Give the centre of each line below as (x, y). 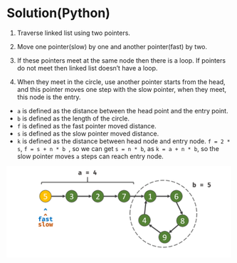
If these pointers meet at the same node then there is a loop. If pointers (121, 60)
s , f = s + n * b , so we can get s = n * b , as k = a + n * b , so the (118, 148)
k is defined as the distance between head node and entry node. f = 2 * (123, 141)
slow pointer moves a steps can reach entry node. (90, 156)
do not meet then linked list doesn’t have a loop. (87, 68)
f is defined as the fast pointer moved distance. (87, 125)
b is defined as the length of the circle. (73, 118)
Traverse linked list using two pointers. (74, 33)
